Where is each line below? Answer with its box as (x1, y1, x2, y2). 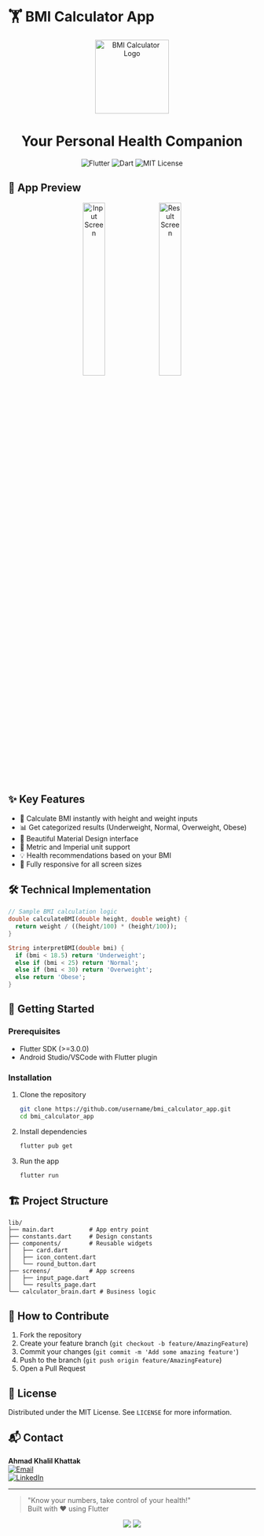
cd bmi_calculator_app (19, 1112, 94, 1120)
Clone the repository (19, 1090, 86, 1100)
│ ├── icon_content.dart (8, 1253, 97, 1262)
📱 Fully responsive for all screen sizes (19, 859, 142, 869)
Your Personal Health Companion (20, 132, 244, 150)
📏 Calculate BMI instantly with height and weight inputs (19, 814, 198, 823)
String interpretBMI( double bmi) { (8, 944, 125, 952)
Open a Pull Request (19, 1363, 86, 1373)
